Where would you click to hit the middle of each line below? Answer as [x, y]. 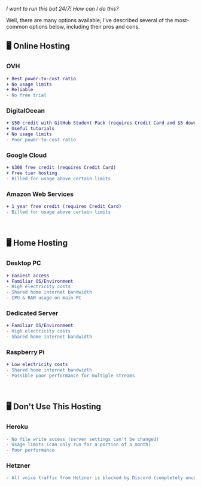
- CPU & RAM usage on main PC [44, 298]
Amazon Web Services [40, 194]
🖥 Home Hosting [37, 243]
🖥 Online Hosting [38, 46]
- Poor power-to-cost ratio [41, 140]
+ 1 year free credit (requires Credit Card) [64, 207]
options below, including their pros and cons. [84, 27]
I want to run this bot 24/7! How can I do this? [63, 9]
